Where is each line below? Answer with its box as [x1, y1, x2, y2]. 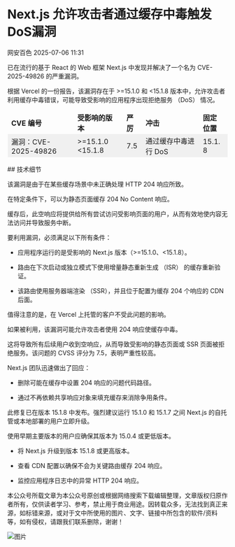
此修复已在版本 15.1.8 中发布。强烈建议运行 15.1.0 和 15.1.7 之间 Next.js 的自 [7, 408, 222, 416]
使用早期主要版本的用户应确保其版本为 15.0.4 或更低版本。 [7, 432, 175, 440]
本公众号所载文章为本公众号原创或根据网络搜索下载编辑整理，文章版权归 [7, 491, 215, 499]
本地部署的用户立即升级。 [19, 417, 93, 425]
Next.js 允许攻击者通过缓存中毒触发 [7, 6, 212, 22]
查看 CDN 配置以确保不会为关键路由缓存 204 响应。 [17, 461, 166, 469]
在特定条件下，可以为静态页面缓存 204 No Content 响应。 [7, 194, 173, 203]
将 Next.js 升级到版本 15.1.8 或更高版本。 [17, 446, 134, 455]
